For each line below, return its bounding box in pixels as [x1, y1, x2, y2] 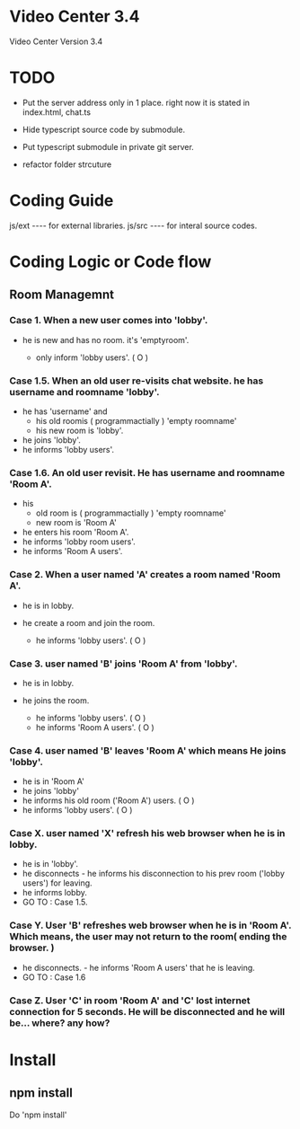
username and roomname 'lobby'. [9, 385, 160, 398]
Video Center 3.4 [9, 6, 140, 27]
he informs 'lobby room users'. [22, 536, 137, 547]
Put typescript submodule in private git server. [22, 141, 195, 152]
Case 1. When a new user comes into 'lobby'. [9, 314, 208, 327]
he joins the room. [22, 694, 90, 706]
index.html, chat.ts [22, 106, 92, 118]
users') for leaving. [22, 878, 93, 888]
